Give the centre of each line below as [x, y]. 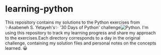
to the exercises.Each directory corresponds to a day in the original [73, 38]
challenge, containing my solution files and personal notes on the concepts [81, 43]
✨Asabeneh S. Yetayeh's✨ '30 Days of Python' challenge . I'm [77, 27]
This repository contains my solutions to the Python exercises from [73, 22]
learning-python [39, 9]
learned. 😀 [16, 48]
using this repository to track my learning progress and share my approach [80, 33]
